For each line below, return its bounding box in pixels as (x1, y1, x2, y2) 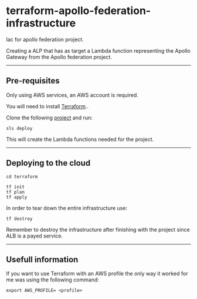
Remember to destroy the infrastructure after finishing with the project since (6, 226, 190, 233)
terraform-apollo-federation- (6, 4, 151, 18)
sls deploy (6, 125, 33, 131)
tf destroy (6, 215, 33, 222)
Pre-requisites (6, 76, 60, 86)
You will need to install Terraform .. (6, 102, 89, 109)
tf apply (6, 194, 28, 200)
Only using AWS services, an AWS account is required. (6, 91, 139, 98)
